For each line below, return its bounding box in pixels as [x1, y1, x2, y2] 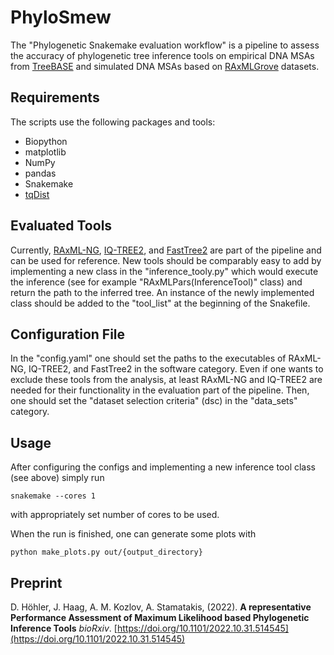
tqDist [24, 188, 50, 200]
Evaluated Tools [10, 217, 113, 235]
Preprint [10, 574, 63, 591]
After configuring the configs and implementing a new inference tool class [10, 461, 316, 473]
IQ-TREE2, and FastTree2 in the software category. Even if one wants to [28, 363, 324, 375]
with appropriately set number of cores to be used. [10, 509, 220, 521]
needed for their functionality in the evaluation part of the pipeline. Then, [10, 384, 310, 396]
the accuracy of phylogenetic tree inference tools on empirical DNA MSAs [10, 49, 315, 61]
